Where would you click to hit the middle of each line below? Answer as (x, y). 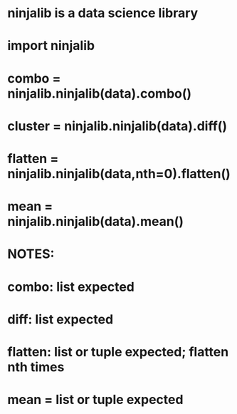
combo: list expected (71, 287)
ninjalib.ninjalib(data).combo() (100, 93)
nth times (36, 367)
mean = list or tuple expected (95, 400)
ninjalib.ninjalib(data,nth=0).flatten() (119, 174)
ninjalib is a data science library (103, 13)
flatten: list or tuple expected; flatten (118, 352)
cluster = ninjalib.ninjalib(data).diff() (117, 126)
